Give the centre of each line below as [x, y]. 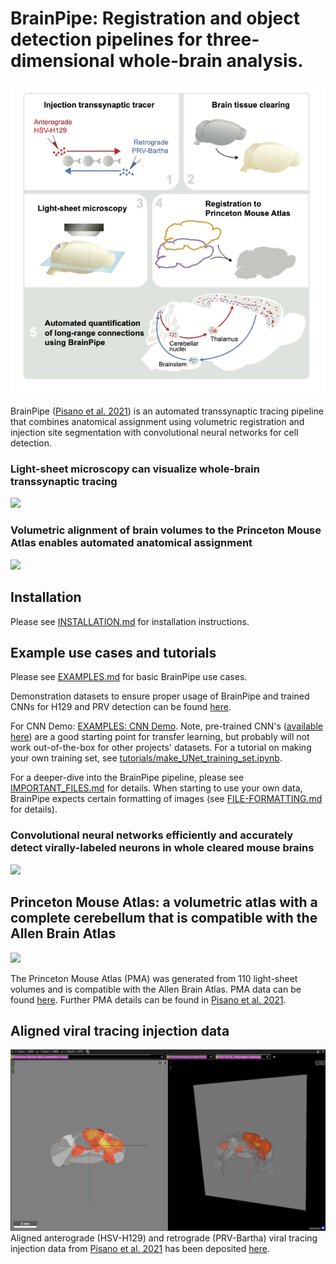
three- [233, 39]
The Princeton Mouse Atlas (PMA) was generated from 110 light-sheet [154, 978]
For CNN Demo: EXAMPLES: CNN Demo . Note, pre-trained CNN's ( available [166, 726]
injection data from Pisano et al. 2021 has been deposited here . [140, 1248]
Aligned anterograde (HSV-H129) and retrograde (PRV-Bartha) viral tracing [164, 1238]
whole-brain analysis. [211, 61]
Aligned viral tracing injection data [120, 1030]
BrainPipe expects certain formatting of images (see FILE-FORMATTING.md [166, 799]
